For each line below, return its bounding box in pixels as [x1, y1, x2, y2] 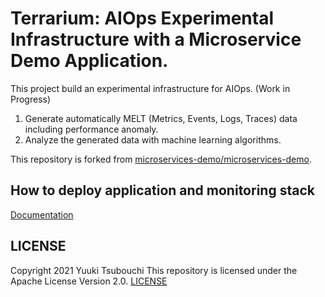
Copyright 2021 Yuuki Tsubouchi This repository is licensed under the [10, 264, 298, 276]
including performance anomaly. [24, 123, 159, 135]
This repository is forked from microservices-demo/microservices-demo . [10, 153, 312, 165]
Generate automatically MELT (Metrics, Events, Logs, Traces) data [24, 112, 298, 124]
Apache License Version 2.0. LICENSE [10, 275, 168, 287]
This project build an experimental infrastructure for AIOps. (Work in [10, 82, 291, 94]
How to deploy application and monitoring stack [10, 182, 315, 199]
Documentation [10, 208, 74, 221]
